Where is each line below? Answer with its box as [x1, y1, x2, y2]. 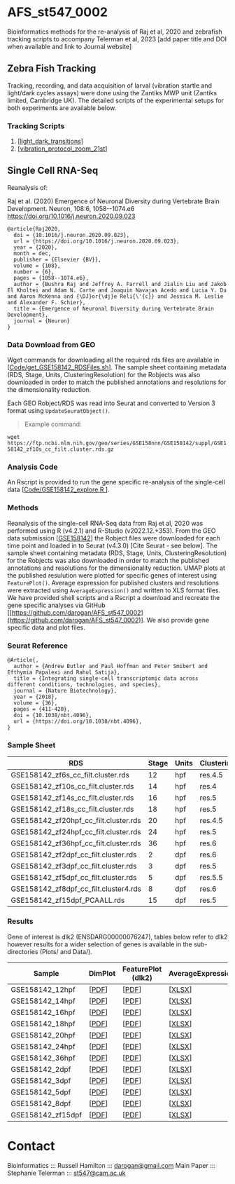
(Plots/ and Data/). [39, 947, 93, 955]
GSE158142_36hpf [10, 1053, 76, 1063]
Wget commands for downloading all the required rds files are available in [7, 355, 220, 365]
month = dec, [13, 250, 52, 257]
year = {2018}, [13, 693, 58, 701]
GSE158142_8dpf [10, 1098, 71, 1108]
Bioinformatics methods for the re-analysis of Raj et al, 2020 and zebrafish [7, 27, 222, 36]
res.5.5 [199, 873, 224, 883]
